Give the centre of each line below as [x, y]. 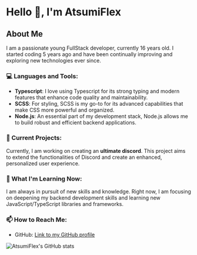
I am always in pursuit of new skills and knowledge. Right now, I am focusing [98, 191]
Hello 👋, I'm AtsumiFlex [64, 12]
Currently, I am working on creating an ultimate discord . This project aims [96, 151]
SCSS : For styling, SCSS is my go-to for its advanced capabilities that [99, 104]
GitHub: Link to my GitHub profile [55, 235]
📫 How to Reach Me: [37, 220]
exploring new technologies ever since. [54, 61]
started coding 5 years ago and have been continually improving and [89, 54]
